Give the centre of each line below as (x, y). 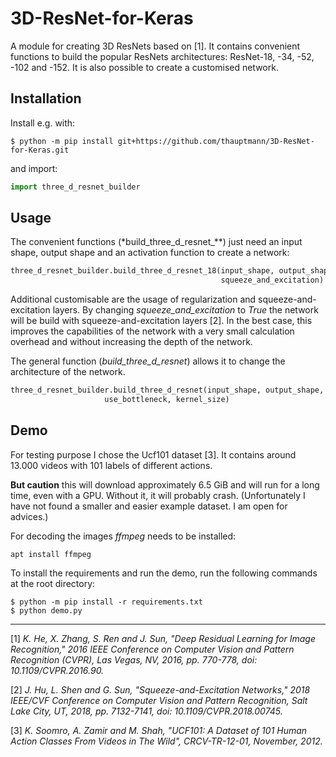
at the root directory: (53, 583)
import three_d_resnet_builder (75, 187)
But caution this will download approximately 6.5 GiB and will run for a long (165, 484)
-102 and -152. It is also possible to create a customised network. (144, 67)
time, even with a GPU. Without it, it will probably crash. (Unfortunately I (158, 495)
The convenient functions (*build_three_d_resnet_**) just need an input (156, 242)
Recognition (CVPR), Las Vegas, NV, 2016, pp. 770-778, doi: (134, 659)
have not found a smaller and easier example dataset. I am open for (149, 506)
